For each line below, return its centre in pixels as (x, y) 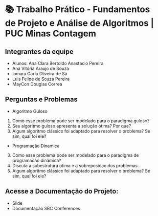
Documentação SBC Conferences (46, 208)
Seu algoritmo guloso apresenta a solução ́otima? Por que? (71, 126)
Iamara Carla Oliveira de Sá (40, 74)
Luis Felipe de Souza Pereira (41, 79)
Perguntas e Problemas (41, 99)
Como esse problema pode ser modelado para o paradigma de (76, 155)
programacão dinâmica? (36, 160)
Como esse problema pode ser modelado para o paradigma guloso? (81, 121)
